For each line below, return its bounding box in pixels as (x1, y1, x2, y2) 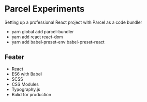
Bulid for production (11, 91, 52, 97)
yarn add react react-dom (11, 34, 63, 40)
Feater (4, 53, 25, 61)
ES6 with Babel (11, 71, 42, 77)
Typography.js (11, 86, 41, 92)
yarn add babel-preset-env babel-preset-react (11, 39, 105, 44)
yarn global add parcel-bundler (11, 29, 74, 34)
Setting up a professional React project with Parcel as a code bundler (4, 19, 143, 25)
